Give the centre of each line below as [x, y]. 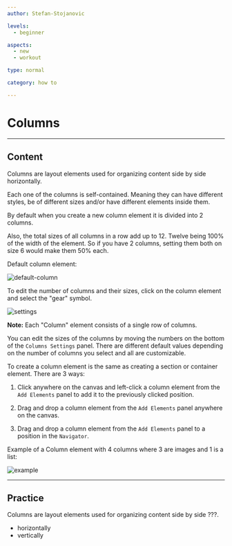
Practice [26, 498]
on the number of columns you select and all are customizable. [97, 352]
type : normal [26, 70]
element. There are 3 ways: [46, 373]
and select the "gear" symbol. [49, 298]
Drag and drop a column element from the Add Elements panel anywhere [120, 408]
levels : [18, 26]
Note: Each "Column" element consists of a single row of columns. [102, 325]
